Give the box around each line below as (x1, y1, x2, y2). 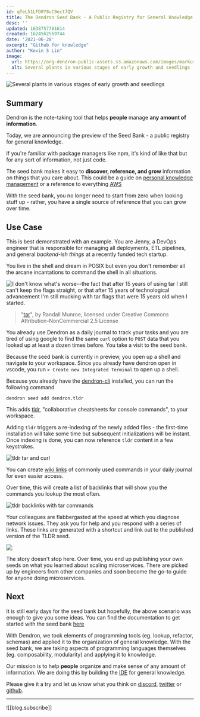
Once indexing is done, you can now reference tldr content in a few (6, 437, 174, 443)
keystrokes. (6, 443, 35, 450)
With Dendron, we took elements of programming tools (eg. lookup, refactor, (6, 631, 193, 639)
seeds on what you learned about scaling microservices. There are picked (6, 562, 188, 569)
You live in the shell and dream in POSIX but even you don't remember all (6, 263, 186, 269)
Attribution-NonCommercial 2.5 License (20, 318, 119, 324)
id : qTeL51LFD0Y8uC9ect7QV (6, 8, 73, 15)
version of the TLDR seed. (6, 533, 70, 539)
